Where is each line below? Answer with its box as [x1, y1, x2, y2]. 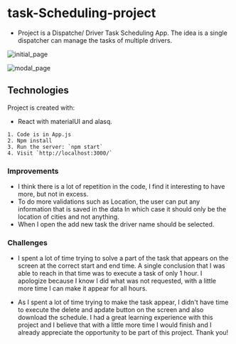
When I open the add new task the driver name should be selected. [17, 220, 215, 229]
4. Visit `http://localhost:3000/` [7, 150, 113, 157]
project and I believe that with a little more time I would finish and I [17, 320, 212, 329]
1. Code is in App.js [7, 130, 72, 138]
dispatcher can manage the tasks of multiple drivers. [17, 36, 173, 44]
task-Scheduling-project [7, 5, 156, 21]
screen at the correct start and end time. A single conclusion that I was [17, 261, 225, 270]
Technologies [7, 84, 70, 97]
